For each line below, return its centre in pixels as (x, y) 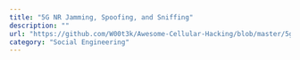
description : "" (39, 26)
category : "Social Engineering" (69, 42)
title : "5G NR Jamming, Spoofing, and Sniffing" (101, 17)
